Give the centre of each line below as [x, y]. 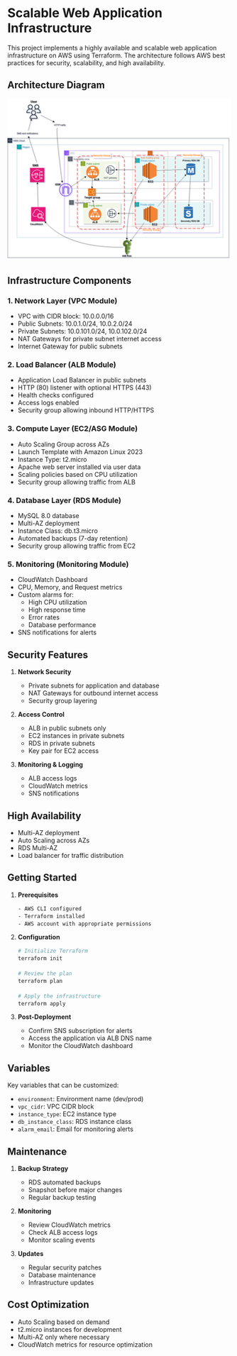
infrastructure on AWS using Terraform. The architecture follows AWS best [116, 55]
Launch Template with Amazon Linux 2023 [80, 451]
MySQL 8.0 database [48, 516]
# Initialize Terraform [53, 951]
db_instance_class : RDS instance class [75, 1122]
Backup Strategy [43, 1168]
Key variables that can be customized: [63, 1085]
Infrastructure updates [61, 1283]
